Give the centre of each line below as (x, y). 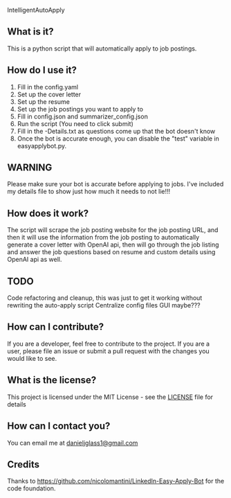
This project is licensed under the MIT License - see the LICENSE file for (110, 397)
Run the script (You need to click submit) (75, 123)
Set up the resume (44, 101)
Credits (24, 464)
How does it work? (48, 213)
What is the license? (52, 380)
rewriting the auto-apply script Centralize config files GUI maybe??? (104, 305)
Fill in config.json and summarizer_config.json (83, 116)
